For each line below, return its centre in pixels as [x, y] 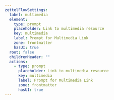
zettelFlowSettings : [26, 10]
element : [18, 19]
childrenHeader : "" [30, 57]
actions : [18, 62]
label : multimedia [29, 15]
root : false [22, 52]
